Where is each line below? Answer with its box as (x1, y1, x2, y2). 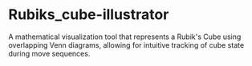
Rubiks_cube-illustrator (8, 6, 169, 24)
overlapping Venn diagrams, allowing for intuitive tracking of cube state (8, 40, 245, 49)
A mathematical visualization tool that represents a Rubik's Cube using (8, 32, 242, 41)
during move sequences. (8, 49, 91, 58)
